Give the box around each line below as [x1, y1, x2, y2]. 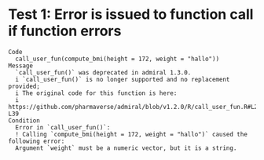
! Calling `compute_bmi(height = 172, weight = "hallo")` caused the [15, 130, 247, 138]
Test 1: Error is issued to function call [8, 5, 254, 24]
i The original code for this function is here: [15, 89, 178, 97]
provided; [8, 82, 41, 90]
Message [8, 61, 34, 70]
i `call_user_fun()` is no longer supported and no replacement [15, 75, 230, 83]
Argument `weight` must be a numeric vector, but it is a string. [15, 144, 237, 152]
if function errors [8, 22, 122, 40]
